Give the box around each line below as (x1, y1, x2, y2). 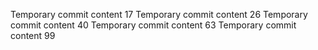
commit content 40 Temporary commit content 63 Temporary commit (10, 19, 297, 31)
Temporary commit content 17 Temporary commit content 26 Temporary (10, 9, 308, 20)
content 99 (10, 30, 56, 41)
